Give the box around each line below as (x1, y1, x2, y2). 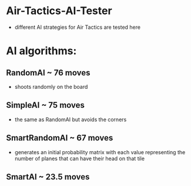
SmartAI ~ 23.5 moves (6, 172, 90, 182)
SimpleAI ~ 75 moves (6, 100, 85, 110)
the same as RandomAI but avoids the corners (14, 116, 127, 123)
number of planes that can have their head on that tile (14, 155, 145, 162)
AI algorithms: (6, 44, 77, 58)
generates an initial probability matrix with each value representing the (14, 148, 186, 155)
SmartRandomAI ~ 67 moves (6, 133, 113, 143)
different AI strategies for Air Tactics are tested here (14, 24, 141, 31)
